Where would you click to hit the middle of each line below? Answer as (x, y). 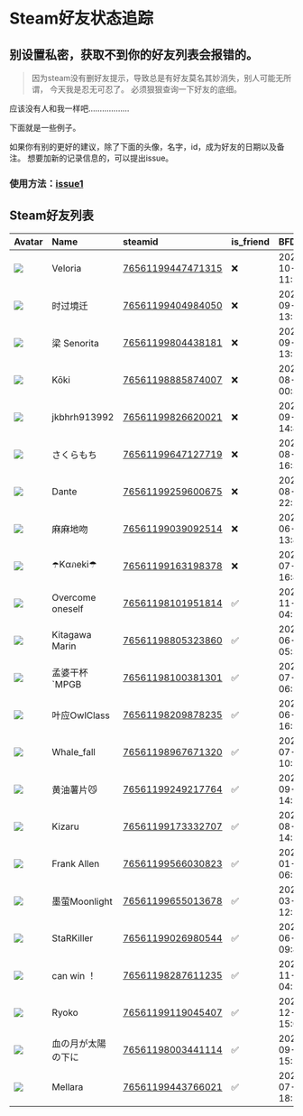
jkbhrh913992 (83, 417)
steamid (141, 242)
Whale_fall (74, 752)
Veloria (67, 268)
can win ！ (74, 975)
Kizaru (65, 826)
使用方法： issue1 (46, 183)
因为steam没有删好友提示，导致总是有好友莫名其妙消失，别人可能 (154, 78)
